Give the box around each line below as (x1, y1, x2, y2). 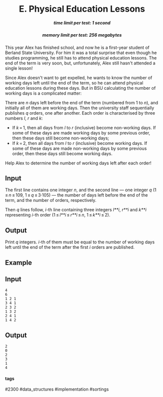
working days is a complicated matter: (5, 90, 82, 96)
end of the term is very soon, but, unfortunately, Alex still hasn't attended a (5, 60, 156, 66)
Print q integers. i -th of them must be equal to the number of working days (5, 239, 155, 245)
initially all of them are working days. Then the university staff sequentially (5, 105, 155, 111)
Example (5, 258, 32, 267)
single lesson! (5, 65, 33, 71)
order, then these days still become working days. (12, 150, 113, 157)
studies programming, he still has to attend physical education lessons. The (5, 55, 157, 60)
